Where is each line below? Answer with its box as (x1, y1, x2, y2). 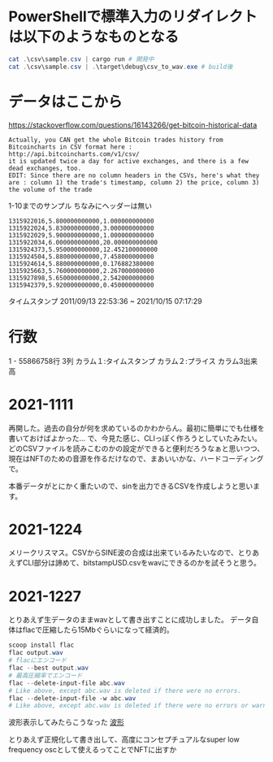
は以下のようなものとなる (8, 28, 180, 46)
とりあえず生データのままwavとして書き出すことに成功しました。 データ (8, 615, 252, 625)
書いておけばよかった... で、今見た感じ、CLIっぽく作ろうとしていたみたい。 (8, 433, 262, 443)
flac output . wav (8, 649, 63, 657)
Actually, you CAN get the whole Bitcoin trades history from (8, 136, 223, 144)
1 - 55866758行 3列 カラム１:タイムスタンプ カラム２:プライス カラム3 (8, 356, 244, 366)
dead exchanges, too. (8, 164, 82, 172)
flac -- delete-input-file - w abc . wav (8, 694, 136, 703)
